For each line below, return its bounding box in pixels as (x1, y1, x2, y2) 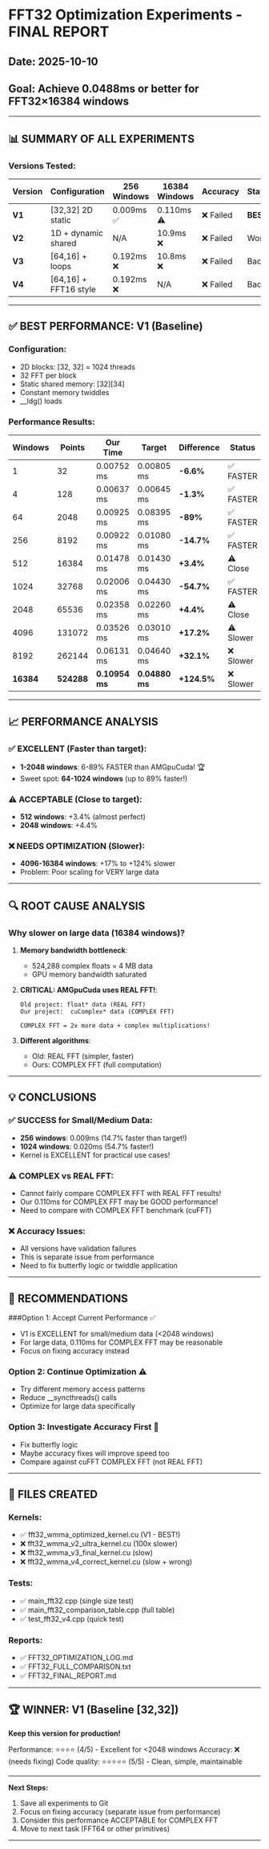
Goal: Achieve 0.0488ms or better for (8, 82, 199, 96)
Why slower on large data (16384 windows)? (8, 927, 186, 938)
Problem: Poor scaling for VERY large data (19, 867, 159, 877)
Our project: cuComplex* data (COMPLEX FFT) (19, 1008, 175, 1016)
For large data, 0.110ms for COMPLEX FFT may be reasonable (19, 1337, 223, 1347)
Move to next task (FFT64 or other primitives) (19, 1823, 171, 1833)
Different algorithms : (19, 1036, 91, 1046)
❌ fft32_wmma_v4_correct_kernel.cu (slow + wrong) (19, 1557, 193, 1567)
